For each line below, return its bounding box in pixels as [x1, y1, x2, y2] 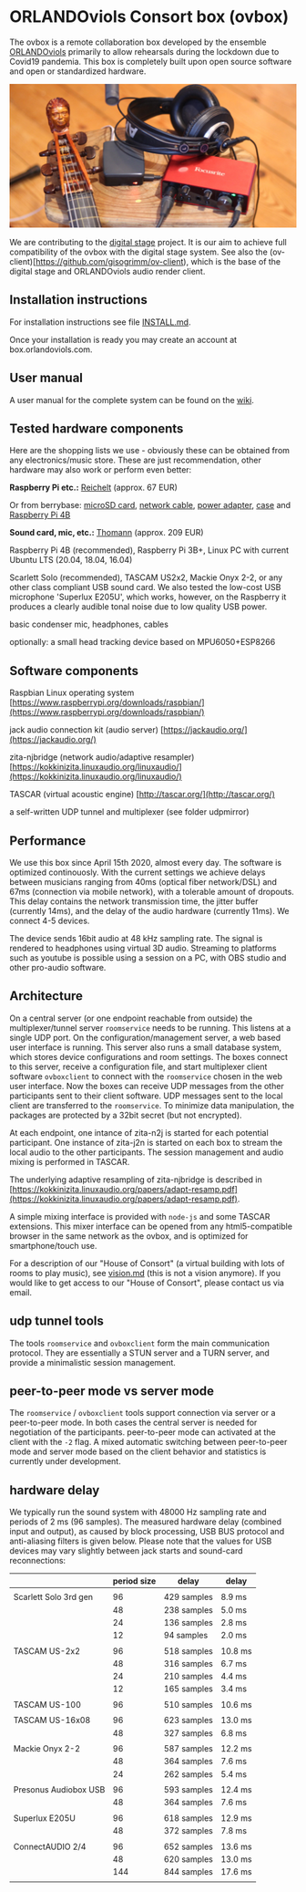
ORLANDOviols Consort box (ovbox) [9, 6, 290, 27]
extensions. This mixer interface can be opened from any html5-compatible [9, 1221, 293, 1232]
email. [9, 1286, 33, 1297]
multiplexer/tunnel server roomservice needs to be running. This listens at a [9, 1022, 291, 1033]
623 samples [163, 1715, 214, 1726]
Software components [9, 663, 139, 679]
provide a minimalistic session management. [9, 1357, 176, 1367]
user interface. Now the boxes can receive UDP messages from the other [9, 1080, 284, 1091]
